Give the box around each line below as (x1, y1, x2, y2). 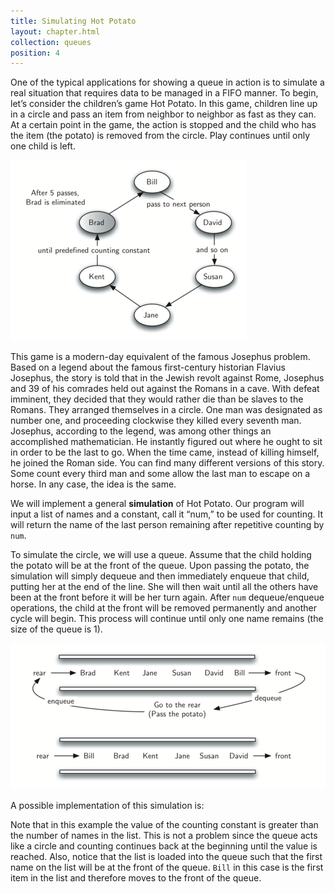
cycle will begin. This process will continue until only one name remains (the (10, 613, 324, 625)
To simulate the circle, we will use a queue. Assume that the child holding (10, 549, 312, 561)
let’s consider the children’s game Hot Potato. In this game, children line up (10, 98, 318, 110)
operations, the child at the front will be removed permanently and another (10, 602, 317, 614)
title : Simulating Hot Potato (10, 16, 137, 26)
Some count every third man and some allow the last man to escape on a (10, 468, 311, 480)
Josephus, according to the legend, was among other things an (10, 425, 272, 437)
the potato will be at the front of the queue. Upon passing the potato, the (10, 560, 310, 572)
